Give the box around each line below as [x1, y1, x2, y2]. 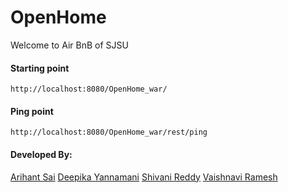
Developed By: [10, 148, 73, 160]
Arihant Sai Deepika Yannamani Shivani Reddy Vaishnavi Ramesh [10, 171, 278, 183]
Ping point [10, 105, 54, 117]
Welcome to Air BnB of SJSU [10, 39, 129, 51]
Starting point [10, 62, 70, 74]
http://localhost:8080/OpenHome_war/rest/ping [10, 127, 208, 138]
